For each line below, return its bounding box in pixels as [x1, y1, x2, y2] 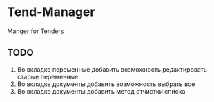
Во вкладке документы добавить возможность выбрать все [17, 80, 195, 88]
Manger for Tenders [7, 27, 64, 35]
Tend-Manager [7, 4, 95, 20]
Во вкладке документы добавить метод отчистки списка [17, 87, 186, 95]
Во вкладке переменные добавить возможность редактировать [17, 65, 207, 73]
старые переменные [17, 72, 79, 81]
